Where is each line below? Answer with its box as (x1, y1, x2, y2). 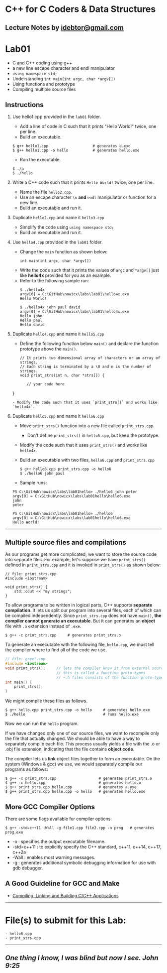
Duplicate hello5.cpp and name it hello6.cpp (12, 413, 104, 419)
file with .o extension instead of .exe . (5, 623, 82, 629)
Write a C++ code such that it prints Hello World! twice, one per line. (12, 179, 154, 185)
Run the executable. (19, 157, 61, 163)
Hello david (19, 322, 45, 327)
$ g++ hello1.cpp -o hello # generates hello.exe (12, 148, 140, 153)
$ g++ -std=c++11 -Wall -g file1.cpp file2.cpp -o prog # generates (5, 825, 155, 830)
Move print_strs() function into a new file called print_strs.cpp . (19, 423, 155, 429)
